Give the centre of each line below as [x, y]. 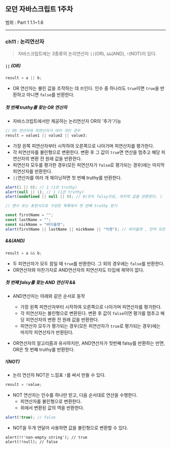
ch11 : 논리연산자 [25, 41]
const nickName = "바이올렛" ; [35, 225]
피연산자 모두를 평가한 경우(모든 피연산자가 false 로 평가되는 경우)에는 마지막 [89, 165]
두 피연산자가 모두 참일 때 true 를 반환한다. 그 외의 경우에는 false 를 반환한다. [89, 263]
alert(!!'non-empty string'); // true [46, 438]
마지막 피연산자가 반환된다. [47, 332]
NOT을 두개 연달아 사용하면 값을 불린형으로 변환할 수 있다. [70, 428]
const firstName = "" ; [29, 215]
